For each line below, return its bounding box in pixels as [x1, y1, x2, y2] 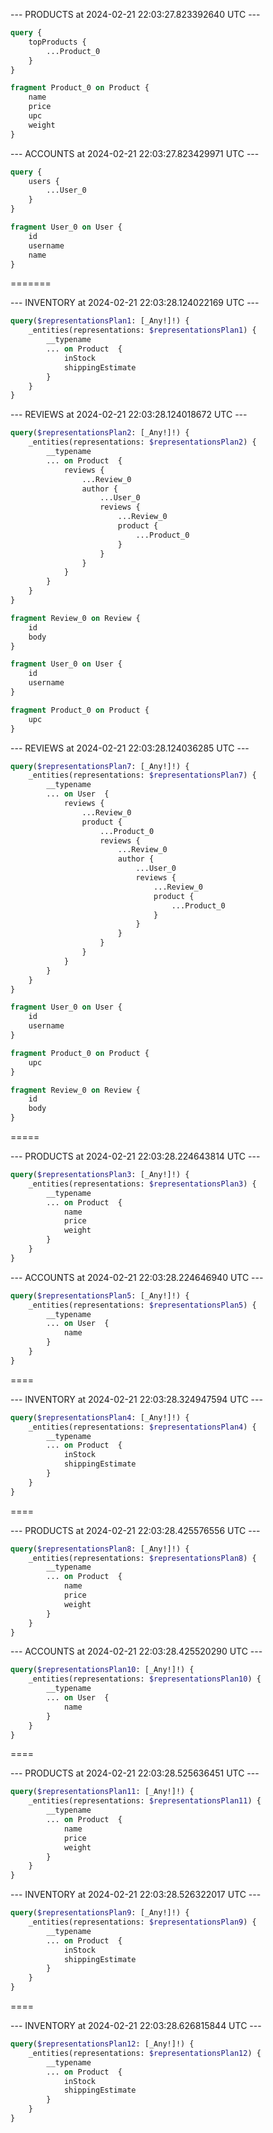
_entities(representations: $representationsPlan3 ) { [28, 1179, 257, 1189]
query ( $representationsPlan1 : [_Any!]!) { [10, 316, 190, 326]
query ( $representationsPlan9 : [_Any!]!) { [10, 1908, 190, 1918]
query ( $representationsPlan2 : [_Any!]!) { [10, 428, 190, 438]
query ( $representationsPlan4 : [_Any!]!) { [10, 1412, 190, 1423]
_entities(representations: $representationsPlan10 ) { [28, 1674, 262, 1684]
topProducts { [28, 37, 87, 47]
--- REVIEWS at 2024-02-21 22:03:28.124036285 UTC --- [10, 742, 250, 754]
